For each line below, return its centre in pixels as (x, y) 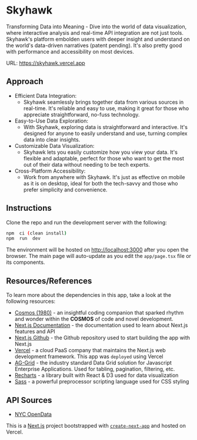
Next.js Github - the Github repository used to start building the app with (102, 338)
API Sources (29, 400)
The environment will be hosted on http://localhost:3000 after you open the (97, 250)
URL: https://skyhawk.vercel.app (46, 63)
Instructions (29, 208)
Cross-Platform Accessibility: (50, 171)
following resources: (31, 302)
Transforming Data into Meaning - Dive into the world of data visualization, (96, 27)
